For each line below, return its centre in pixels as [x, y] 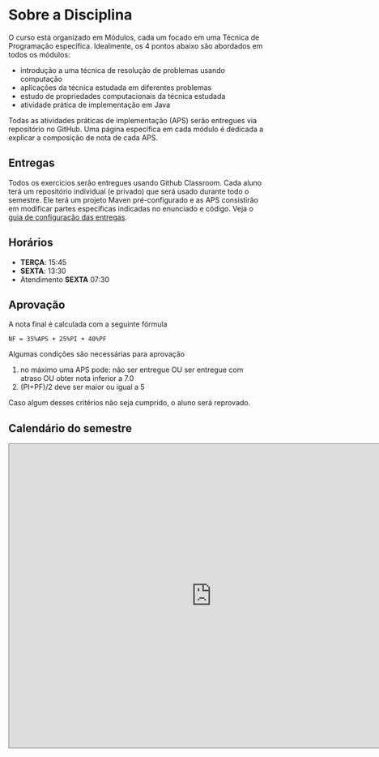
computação [41, 79]
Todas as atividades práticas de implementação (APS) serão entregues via [133, 120]
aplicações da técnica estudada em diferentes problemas [116, 88]
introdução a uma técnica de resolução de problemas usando [122, 70]
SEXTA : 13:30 [43, 271]
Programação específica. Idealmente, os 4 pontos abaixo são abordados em [136, 45]
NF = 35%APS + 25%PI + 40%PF [57, 339]
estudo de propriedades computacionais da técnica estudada [123, 96]
